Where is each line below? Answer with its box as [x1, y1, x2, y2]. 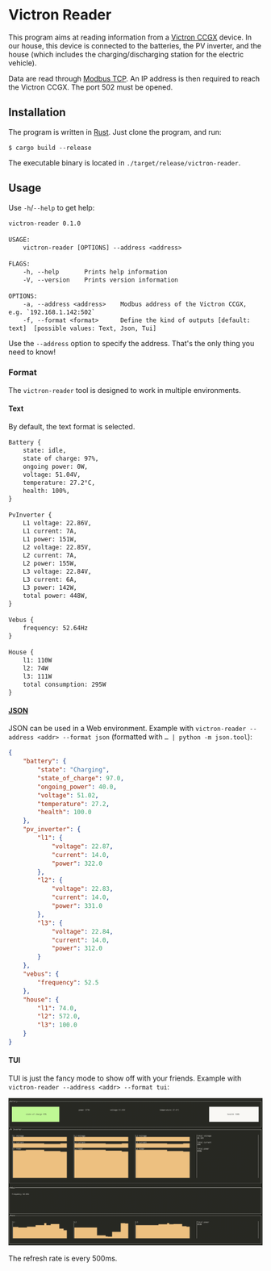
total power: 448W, [23, 592, 89, 600]
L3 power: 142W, [23, 583, 78, 592]
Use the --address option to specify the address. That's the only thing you [8, 338, 255, 348]
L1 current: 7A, [23, 527, 78, 536]
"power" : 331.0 [51, 902, 103, 910]
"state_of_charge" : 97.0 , [37, 774, 125, 782]
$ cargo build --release [8, 144, 92, 152]
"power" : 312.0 [51, 944, 103, 953]
